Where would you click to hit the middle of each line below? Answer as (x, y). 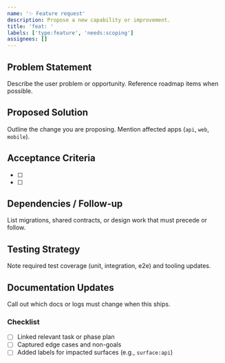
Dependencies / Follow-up (65, 204)
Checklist (23, 322)
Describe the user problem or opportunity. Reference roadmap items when (113, 83)
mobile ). (19, 136)
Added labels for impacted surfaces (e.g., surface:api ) (95, 353)
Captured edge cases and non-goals (69, 344)
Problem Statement (50, 67)
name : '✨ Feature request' (46, 13)
